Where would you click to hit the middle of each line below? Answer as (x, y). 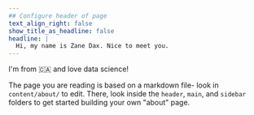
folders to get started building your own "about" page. (99, 103)
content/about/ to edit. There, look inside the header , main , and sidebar (127, 94)
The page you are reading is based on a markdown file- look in (114, 85)
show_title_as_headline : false (61, 31)
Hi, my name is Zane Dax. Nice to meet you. (92, 46)
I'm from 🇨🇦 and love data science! (68, 69)
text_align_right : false (50, 23)
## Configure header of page (58, 16)
